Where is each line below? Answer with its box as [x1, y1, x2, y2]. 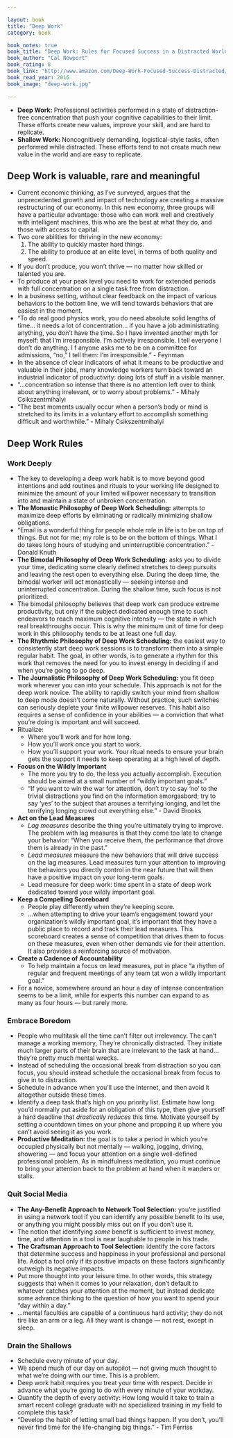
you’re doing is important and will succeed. [17, 718, 141, 726]
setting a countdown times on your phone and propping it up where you [17, 1120, 223, 1129]
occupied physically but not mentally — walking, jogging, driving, [17, 1143, 204, 1151]
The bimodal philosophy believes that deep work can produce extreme [17, 600, 220, 608]
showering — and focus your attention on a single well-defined [17, 1150, 198, 1158]
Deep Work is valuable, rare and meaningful [7, 170, 200, 181]
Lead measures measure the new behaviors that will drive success [27, 851, 218, 859]
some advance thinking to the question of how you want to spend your [17, 1293, 220, 1302]
